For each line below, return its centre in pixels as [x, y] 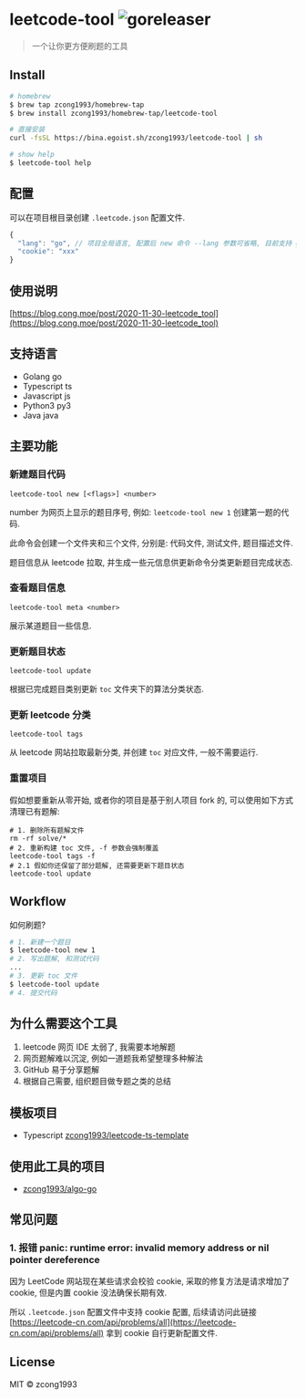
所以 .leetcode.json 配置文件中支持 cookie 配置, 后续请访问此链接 [133, 1311]
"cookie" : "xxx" [48, 252]
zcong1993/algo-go [60, 1189]
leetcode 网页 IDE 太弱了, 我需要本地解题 [99, 1047]
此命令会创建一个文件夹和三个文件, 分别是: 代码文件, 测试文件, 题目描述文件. [151, 543]
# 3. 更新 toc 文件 [44, 976]
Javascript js [46, 396]
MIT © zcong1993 [43, 1384]
